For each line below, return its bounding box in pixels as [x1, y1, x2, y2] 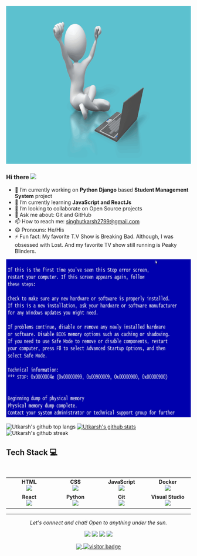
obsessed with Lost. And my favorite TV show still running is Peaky [14, 242, 177, 249]
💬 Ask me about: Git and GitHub [14, 212, 92, 219]
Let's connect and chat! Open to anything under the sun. [30, 519, 167, 526]
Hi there [6, 173, 29, 181]
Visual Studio [151, 494, 185, 501]
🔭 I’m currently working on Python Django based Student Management [14, 186, 189, 193]
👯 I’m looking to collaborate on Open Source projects [14, 205, 142, 212]
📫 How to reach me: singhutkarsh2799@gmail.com [14, 218, 140, 225]
